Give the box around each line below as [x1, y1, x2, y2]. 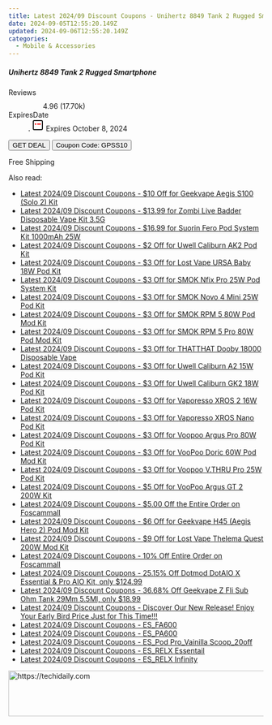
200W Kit [19, 490, 53, 500]
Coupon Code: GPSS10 [55, 141, 128, 150]
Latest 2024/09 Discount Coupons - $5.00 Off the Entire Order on [19, 499, 240, 509]
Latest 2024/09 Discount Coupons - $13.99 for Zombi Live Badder [19, 206, 242, 216]
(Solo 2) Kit [19, 197, 58, 207]
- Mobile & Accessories [15, 42, 96, 50]
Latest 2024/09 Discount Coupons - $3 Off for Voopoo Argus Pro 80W [19, 430, 257, 440]
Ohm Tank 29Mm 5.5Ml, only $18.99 [19, 594, 142, 604]
